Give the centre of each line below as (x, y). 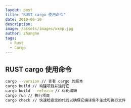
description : (19, 24)
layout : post (19, 10)
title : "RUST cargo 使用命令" (35, 15)
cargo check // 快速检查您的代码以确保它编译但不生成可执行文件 (65, 100)
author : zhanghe (22, 33)
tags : (11, 39)
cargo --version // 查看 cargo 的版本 (44, 82)
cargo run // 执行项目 (28, 96)
